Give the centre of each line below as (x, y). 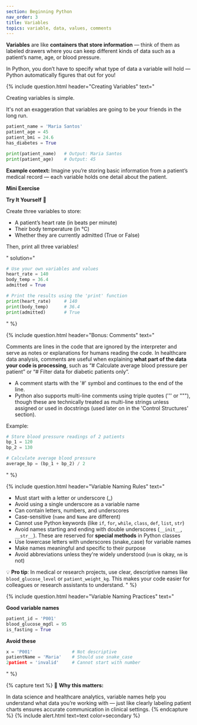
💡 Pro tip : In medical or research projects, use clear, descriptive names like (97, 572)
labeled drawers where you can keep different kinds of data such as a (91, 51)
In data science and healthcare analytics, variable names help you (86, 697)
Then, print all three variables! (42, 246)
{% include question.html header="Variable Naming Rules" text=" (86, 486)
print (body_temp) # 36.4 (43, 307)
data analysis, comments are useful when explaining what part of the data (96, 359)
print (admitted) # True (43, 312)
